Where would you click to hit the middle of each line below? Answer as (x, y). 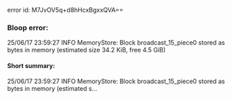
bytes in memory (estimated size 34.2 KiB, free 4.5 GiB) (87, 50)
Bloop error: (28, 27)
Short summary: (31, 65)
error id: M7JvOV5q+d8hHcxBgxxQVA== (65, 10)
